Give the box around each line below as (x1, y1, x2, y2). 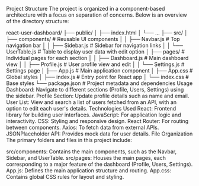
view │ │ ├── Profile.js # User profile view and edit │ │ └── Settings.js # (6, 61, 185, 68)
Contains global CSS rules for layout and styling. (6, 174, 124, 180)
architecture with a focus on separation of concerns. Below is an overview (6, 11, 188, 18)
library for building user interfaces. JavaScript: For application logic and (6, 111, 181, 118)
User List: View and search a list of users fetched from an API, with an (6, 99, 176, 106)
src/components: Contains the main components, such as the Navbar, (6, 148, 176, 155)
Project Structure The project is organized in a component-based (6, 5, 165, 12)
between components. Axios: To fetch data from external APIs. (6, 124, 159, 131)
